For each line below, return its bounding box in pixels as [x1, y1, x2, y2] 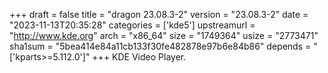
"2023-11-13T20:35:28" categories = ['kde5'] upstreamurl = [9, 19, 256, 31]
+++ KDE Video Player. [92, 51, 187, 63]
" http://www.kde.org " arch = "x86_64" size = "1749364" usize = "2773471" [9, 30, 319, 41]
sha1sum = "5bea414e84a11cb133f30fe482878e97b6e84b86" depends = [9, 40, 312, 52]
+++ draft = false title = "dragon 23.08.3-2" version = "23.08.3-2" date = [9, 9, 309, 20]
